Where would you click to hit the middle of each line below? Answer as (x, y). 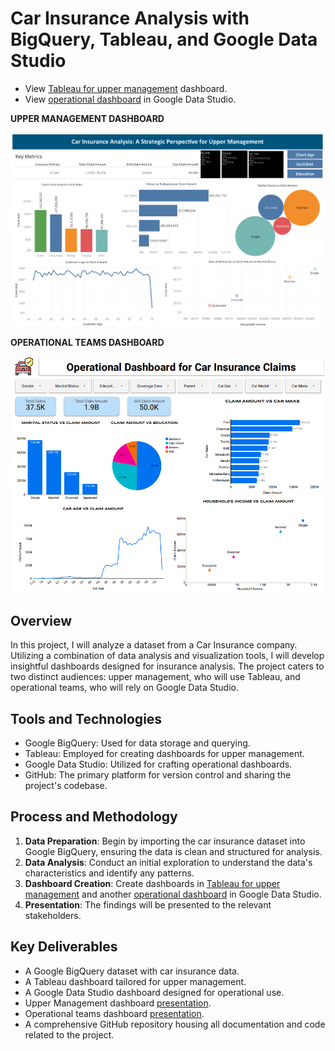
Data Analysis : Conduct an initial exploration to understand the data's (168, 862)
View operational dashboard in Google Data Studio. (130, 99)
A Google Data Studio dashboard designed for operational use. (154, 992)
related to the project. (69, 1034)
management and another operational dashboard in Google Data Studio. (173, 894)
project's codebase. (66, 785)
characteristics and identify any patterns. (109, 873)
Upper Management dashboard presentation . (118, 1003)
